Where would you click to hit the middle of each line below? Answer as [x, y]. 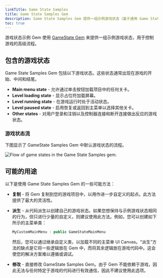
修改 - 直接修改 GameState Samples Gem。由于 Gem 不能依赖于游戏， [82, 264]
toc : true [15, 23]
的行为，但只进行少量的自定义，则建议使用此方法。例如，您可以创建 [80, 217]
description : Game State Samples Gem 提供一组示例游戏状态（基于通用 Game [77, 18]
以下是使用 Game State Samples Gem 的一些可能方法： [60, 184]
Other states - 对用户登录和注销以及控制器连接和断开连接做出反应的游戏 [84, 114]
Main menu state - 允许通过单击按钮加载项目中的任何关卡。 [72, 89]
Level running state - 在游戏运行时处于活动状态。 [62, 102]
